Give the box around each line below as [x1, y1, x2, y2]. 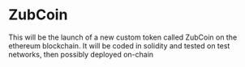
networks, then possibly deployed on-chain [8, 49, 154, 59]
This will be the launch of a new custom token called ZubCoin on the [8, 32, 238, 42]
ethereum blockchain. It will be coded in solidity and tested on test [8, 40, 230, 50]
